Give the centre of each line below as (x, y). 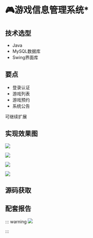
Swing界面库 (25, 57)
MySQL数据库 (26, 51)
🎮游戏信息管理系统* (47, 10)
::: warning (16, 222)
